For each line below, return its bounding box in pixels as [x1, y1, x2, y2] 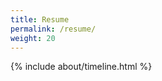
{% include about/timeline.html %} [10, 61, 153, 73]
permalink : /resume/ [10, 24, 97, 34]
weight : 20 [10, 33, 56, 43]
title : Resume [10, 14, 70, 25]
